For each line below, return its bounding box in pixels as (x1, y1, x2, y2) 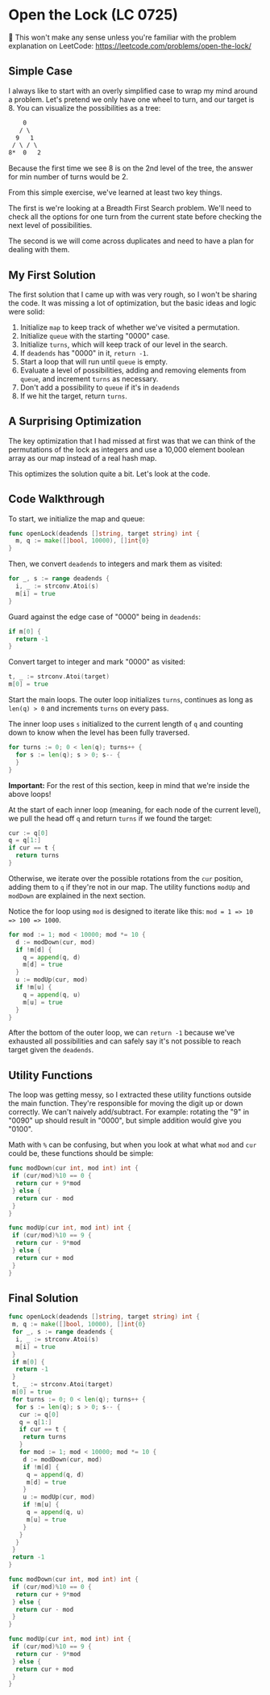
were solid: (8, 306, 45, 316)
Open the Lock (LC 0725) (8, 6, 179, 24)
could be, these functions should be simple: (8, 1149, 154, 1158)
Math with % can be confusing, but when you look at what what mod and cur (8, 1140, 257, 1149)
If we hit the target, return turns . (19, 390, 127, 401)
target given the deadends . (8, 1045, 94, 1055)
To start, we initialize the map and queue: (8, 513, 145, 523)
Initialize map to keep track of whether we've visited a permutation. (19, 322, 240, 332)
